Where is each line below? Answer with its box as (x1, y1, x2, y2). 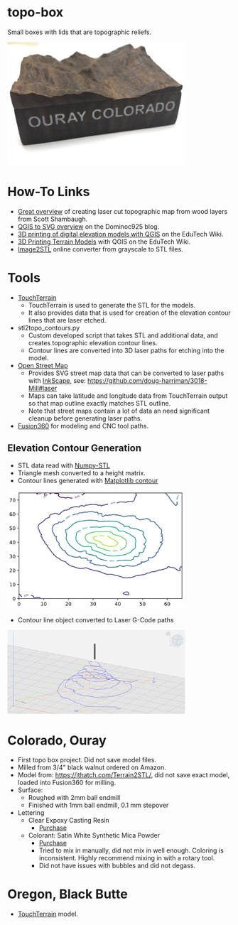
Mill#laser (28, 384, 58, 392)
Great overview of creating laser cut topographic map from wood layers (17, 207, 228, 215)
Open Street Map (17, 361, 68, 369)
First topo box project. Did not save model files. (17, 756, 156, 764)
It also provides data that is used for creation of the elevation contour (28, 308, 231, 317)
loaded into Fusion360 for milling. (17, 779, 116, 787)
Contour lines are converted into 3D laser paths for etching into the (28, 346, 225, 355)
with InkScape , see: (28, 376, 87, 384)
